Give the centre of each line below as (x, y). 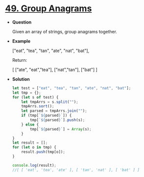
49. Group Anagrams (48, 9)
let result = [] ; (30, 143)
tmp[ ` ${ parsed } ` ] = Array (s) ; (61, 129)
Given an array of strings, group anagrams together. (65, 31)
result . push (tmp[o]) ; (43, 152)
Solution (21, 79)
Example (21, 41)
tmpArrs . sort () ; (38, 106)
